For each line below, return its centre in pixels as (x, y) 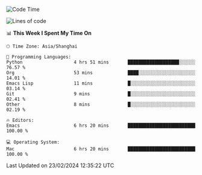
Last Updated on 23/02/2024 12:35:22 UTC (60, 165)
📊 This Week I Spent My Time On (49, 33)
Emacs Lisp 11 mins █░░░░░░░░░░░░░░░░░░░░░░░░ (101, 83)
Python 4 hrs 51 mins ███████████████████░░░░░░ (101, 62)
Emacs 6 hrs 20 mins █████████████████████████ (101, 126)
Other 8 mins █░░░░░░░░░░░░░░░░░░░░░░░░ (101, 104)
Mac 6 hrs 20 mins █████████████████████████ (101, 149)
